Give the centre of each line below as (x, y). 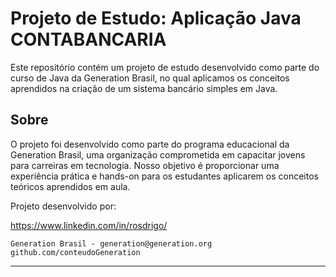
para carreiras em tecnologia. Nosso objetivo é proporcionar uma (145, 165)
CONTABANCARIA (88, 39)
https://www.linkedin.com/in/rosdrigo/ (89, 225)
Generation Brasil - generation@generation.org (111, 243)
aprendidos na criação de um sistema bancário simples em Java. (144, 88)
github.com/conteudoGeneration (75, 252)
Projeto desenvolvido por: (63, 206)
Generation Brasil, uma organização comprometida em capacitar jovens (158, 154)
